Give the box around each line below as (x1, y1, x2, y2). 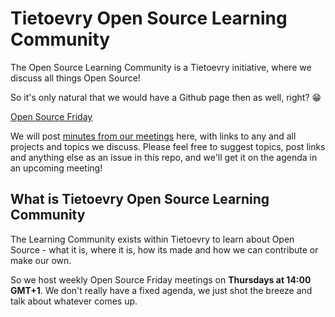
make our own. (10, 254, 72, 266)
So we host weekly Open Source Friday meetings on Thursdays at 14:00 (10, 273, 312, 286)
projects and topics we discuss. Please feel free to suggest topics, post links (10, 140, 326, 152)
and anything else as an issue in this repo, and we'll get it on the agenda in (10, 151, 318, 163)
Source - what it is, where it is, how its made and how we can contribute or (10, 243, 319, 256)
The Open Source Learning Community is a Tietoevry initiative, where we (10, 61, 312, 73)
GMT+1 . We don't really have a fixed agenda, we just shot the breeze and (10, 284, 313, 296)
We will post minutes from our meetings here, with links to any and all (10, 130, 297, 142)
